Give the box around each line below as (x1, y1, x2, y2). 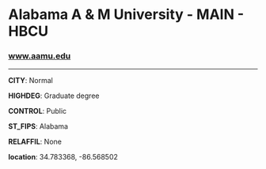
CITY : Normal (8, 76, 53, 85)
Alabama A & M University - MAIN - (8, 6, 245, 24)
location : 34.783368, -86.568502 (8, 152, 119, 162)
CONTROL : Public (8, 107, 67, 116)
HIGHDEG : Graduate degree (8, 91, 100, 100)
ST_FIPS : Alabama (8, 122, 69, 131)
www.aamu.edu (8, 51, 71, 62)
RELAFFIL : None (8, 137, 62, 147)
